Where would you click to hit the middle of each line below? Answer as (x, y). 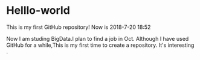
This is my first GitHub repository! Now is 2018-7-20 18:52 (79, 27)
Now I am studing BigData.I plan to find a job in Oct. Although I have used (98, 38)
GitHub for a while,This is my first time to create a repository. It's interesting (100, 45)
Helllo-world (38, 10)
